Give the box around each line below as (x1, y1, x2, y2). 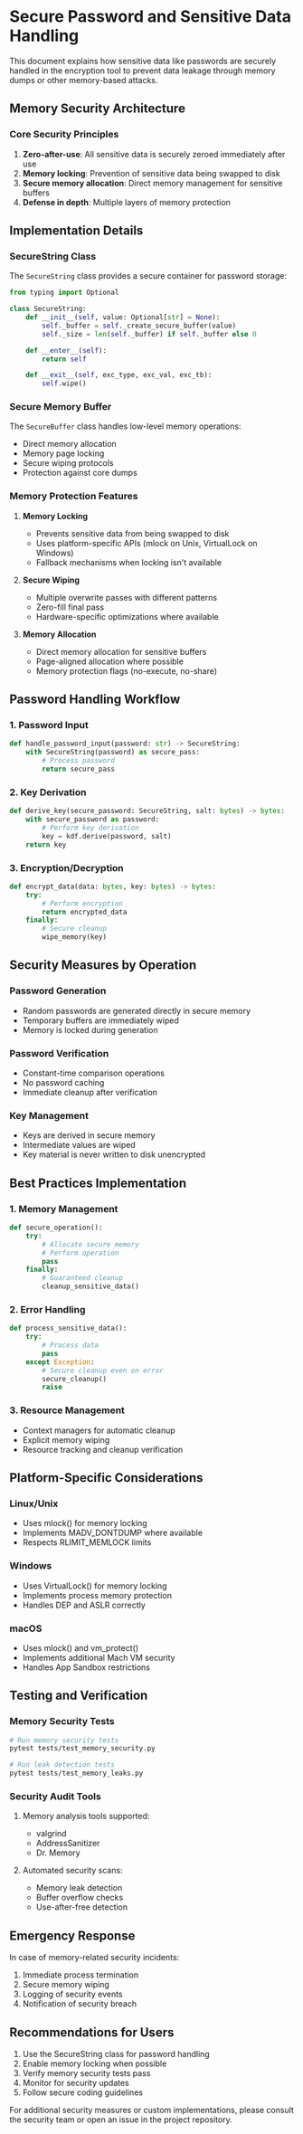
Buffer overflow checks (35, 1892, 124, 1903)
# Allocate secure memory (42, 1239, 140, 1249)
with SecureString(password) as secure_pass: (25, 748, 201, 757)
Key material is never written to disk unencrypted (22, 1149, 206, 1160)
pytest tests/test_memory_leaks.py (9, 1769, 144, 1778)
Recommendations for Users (9, 2025, 175, 2040)
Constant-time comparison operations (22, 1067, 166, 1078)
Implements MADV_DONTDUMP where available (22, 1527, 204, 1539)
